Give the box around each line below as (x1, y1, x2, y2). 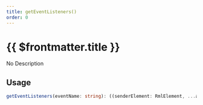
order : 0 (6, 14, 28, 20)
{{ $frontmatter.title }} (6, 40, 120, 54)
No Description (6, 60, 44, 67)
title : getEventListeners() (6, 8, 77, 15)
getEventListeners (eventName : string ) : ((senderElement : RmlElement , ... (6, 94, 196, 100)
